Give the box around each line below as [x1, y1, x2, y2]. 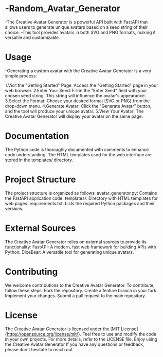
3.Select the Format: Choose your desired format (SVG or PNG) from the [5, 98, 150, 104]
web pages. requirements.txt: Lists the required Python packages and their [5, 200, 155, 206]
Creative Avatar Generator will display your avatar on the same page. [5, 113, 143, 119]
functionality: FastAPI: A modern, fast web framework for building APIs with [5, 244, 157, 250]
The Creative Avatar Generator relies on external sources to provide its [5, 239, 147, 244]
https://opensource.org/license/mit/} [6, 331, 80, 337]
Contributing [5, 266, 58, 277]
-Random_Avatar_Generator [5, 3, 121, 14]
